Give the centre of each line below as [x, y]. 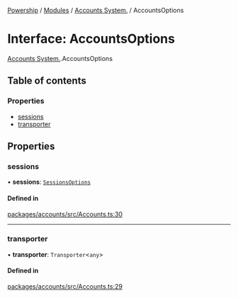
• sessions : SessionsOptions [49, 182]
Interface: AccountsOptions [91, 39]
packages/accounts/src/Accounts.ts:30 [65, 214]
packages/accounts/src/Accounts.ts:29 [65, 287]
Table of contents [47, 81]
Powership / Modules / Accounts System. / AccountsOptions [96, 10]
